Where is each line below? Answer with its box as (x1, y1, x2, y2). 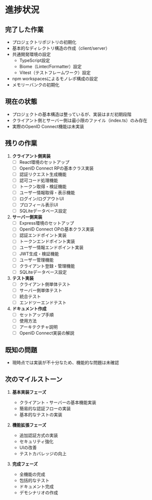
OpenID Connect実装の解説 (19, 330, 75, 336)
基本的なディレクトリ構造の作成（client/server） (12, 45, 110, 51)
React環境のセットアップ (19, 159, 70, 165)
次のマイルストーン (5, 375, 62, 384)
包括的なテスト (19, 477, 50, 483)
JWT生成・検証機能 (19, 250, 59, 256)
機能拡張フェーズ (12, 422, 47, 428)
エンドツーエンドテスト (19, 299, 67, 305)
